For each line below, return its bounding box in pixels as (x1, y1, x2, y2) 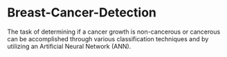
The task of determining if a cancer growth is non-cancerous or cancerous (7, 27, 221, 36)
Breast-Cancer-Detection (7, 5, 157, 21)
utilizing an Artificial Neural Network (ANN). (7, 42, 131, 50)
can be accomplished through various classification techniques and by (7, 34, 209, 43)
